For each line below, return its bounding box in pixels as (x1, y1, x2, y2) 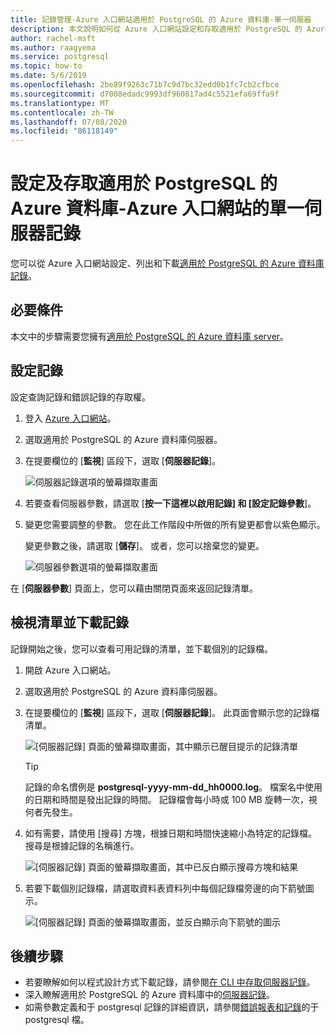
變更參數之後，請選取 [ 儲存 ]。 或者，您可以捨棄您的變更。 (24, 539, 265, 551)
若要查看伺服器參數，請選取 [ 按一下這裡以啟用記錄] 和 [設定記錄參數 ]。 (24, 497, 317, 509)
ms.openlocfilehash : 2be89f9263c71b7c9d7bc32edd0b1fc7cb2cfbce (10, 80, 280, 90)
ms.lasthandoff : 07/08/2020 (10, 117, 128, 127)
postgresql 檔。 (24, 1014, 90, 1026)
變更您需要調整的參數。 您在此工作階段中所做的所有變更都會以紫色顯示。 (24, 518, 326, 530)
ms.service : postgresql (10, 52, 110, 62)
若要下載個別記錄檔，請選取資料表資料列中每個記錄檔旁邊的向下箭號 (24, 882, 306, 894)
